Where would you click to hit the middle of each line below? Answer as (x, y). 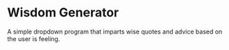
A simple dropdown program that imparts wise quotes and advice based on (115, 32)
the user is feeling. (34, 38)
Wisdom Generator (63, 13)
